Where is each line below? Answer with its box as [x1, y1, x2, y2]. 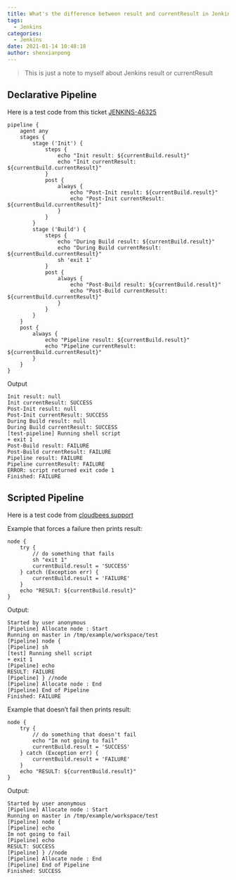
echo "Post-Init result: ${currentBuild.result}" [70, 189, 218, 196]
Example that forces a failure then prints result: [7, 524, 143, 532]
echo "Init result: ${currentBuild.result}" [57, 152, 190, 159]
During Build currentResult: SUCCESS [7, 423, 118, 431]
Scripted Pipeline [7, 492, 84, 504]
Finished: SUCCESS [7, 867, 61, 874]
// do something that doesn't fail [32, 731, 137, 738]
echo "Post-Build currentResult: [70, 287, 169, 294]
